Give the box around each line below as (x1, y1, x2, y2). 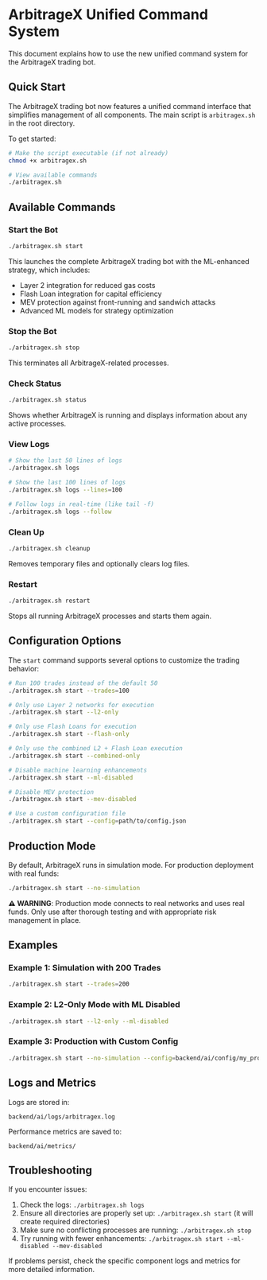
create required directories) (19, 1217, 110, 1227)
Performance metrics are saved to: (8, 1126, 122, 1136)
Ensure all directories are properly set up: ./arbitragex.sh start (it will (19, 1208, 253, 1218)
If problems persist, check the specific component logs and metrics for (8, 1256, 241, 1266)
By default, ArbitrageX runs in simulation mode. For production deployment (8, 860, 254, 870)
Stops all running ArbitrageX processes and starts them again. (8, 611, 212, 621)
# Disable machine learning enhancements (8, 766, 148, 774)
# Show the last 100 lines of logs (8, 479, 126, 487)
